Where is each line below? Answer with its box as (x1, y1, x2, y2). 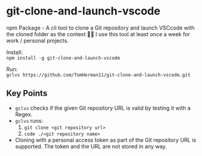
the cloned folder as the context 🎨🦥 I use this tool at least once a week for (6, 30, 191, 37)
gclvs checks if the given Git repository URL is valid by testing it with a (15, 104, 191, 111)
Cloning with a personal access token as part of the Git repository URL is (15, 136, 197, 143)
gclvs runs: (15, 117, 44, 124)
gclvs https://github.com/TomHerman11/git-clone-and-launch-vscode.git (6, 72, 191, 78)
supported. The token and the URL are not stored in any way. (15, 143, 168, 150)
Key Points (6, 89, 48, 99)
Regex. (15, 110, 33, 118)
